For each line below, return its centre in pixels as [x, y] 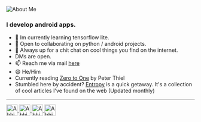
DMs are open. [33, 57]
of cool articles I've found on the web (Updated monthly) [85, 91]
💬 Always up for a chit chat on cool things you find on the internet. [96, 50]
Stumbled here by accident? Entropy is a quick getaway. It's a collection [103, 85]
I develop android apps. [41, 24]
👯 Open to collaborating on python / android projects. [80, 44]
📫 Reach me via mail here [47, 63]
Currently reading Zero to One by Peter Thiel [70, 78]
